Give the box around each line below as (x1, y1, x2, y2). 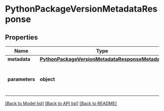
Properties (5, 33, 38, 41)
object (40, 76, 55, 82)
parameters (7, 76, 35, 82)
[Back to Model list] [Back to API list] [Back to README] (5, 101, 117, 106)
